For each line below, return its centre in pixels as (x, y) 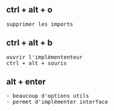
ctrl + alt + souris (37, 63)
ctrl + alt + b (30, 43)
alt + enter (26, 82)
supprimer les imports (40, 24)
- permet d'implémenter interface (57, 102)
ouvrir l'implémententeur (45, 57)
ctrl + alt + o (29, 10)
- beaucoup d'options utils (48, 96)
